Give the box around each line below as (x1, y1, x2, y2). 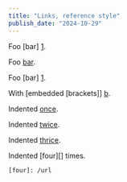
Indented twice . (8, 119, 60, 129)
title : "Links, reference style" (8, 11, 121, 20)
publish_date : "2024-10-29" (8, 19, 103, 27)
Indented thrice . (8, 134, 62, 145)
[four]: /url (8, 166, 52, 174)
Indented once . (8, 104, 59, 114)
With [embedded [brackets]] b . (8, 88, 111, 97)
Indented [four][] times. (8, 151, 86, 160)
